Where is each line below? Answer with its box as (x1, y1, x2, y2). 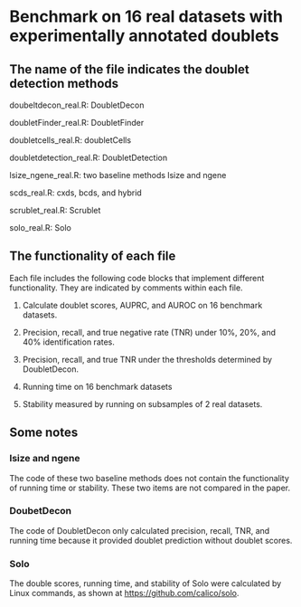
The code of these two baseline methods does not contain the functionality (9, 472, 289, 483)
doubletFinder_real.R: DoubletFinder (9, 118, 145, 128)
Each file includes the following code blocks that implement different (9, 272, 265, 283)
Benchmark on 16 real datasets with (9, 6, 283, 27)
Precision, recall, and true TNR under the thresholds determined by (22, 354, 273, 365)
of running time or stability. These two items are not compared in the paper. (9, 482, 291, 493)
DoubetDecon (9, 505, 72, 517)
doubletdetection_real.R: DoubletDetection (9, 152, 168, 163)
